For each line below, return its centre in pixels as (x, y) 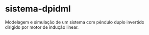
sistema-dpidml (38, 9)
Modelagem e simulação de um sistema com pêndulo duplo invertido (75, 22)
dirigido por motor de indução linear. (42, 27)
